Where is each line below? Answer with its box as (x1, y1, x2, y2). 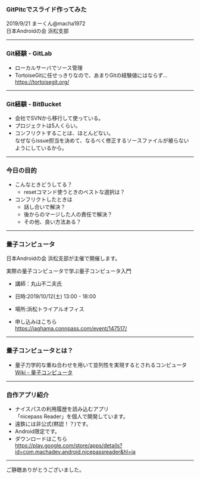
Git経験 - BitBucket (6, 100, 61, 108)
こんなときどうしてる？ (14, 181, 73, 188)
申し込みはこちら (14, 318, 57, 326)
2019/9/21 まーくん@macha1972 (6, 20, 86, 27)
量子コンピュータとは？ (6, 347, 73, 355)
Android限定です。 (14, 428, 61, 435)
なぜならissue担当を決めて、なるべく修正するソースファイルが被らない (14, 137, 189, 144)
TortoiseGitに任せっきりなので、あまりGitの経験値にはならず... (14, 72, 168, 79)
